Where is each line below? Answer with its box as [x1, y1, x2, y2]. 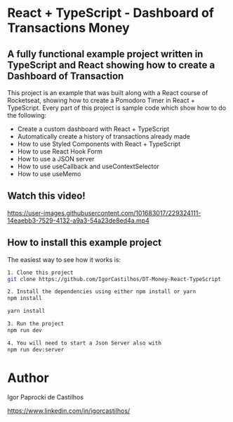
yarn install [7, 308, 46, 315]
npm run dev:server [7, 346, 65, 353]
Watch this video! [7, 190, 86, 202]
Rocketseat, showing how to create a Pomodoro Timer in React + [7, 97, 195, 104]
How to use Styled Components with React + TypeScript [17, 139, 181, 148]
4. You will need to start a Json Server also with [7, 340, 161, 347]
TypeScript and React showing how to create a [7, 58, 215, 71]
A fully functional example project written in [7, 48, 204, 60]
